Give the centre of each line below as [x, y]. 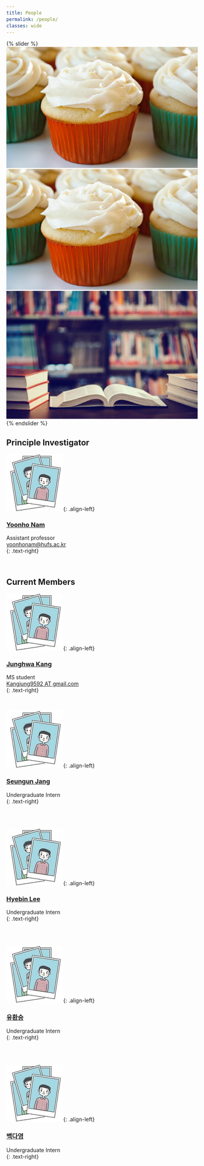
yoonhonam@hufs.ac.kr [36, 545]
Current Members [41, 582]
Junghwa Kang [29, 664]
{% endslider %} [27, 423]
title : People [24, 13]
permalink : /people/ [32, 19]
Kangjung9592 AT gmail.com [42, 684]
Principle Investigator [48, 443]
